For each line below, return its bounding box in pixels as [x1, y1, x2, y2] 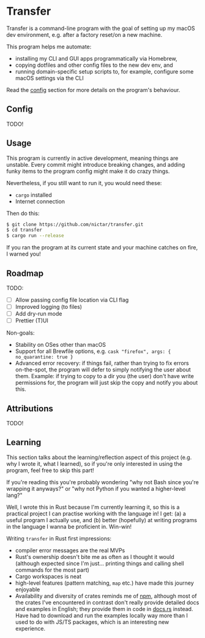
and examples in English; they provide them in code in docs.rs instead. [15, 605, 193, 612]
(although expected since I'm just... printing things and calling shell [15, 560, 185, 567]
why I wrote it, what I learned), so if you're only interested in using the [6, 460, 182, 467]
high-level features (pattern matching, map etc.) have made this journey [15, 579, 194, 587]
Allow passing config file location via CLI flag [15, 296, 129, 303]
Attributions [6, 403, 54, 414]
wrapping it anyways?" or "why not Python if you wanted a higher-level [6, 485, 186, 492]
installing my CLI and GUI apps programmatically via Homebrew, [15, 55, 177, 62]
